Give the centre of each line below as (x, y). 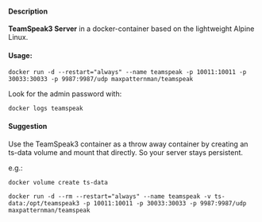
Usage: (21, 55)
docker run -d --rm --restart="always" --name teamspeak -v (110, 196)
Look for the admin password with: (65, 94)
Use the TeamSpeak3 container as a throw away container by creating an (128, 144)
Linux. (18, 37)
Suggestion (28, 126)
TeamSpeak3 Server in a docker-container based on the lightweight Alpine (131, 29)
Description (28, 11)
